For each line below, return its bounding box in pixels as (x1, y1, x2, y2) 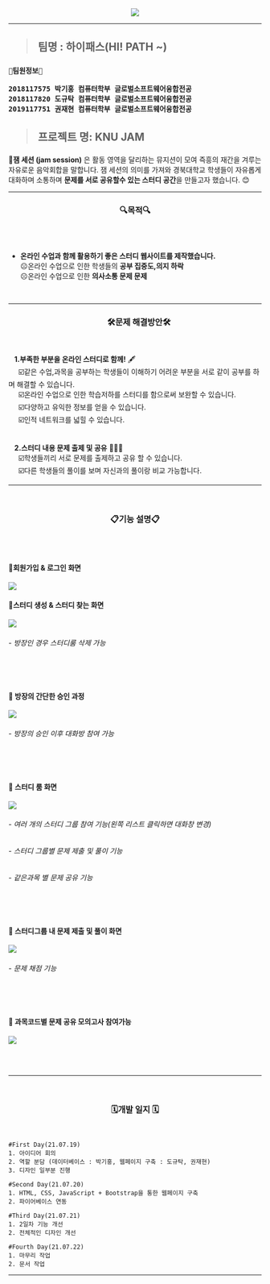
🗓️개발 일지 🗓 (111, 1103, 159, 1115)
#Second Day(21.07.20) (8, 1181, 84, 1189)
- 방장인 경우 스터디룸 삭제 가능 (8, 638, 106, 647)
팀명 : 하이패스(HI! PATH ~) (37, 40, 167, 54)
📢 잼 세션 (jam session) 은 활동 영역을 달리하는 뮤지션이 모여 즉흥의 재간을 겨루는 (8, 155, 262, 164)
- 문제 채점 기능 (8, 963, 57, 974)
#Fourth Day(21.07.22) (8, 1243, 84, 1252)
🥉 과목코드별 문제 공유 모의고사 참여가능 (8, 1017, 132, 1027)
